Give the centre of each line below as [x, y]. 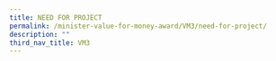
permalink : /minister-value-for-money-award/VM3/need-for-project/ [138, 26]
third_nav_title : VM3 [50, 43]
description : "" [40, 34]
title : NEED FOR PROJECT [56, 17]
